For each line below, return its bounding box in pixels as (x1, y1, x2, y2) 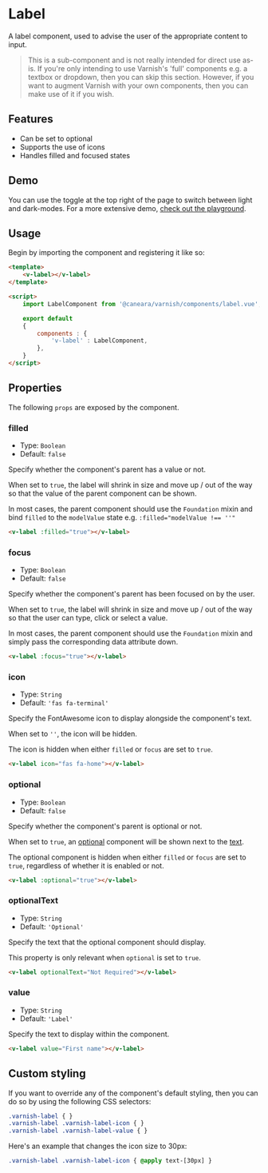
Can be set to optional (19, 134, 93, 143)
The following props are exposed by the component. (8, 402, 179, 412)
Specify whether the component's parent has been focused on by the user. (8, 589, 255, 599)
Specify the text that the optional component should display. (8, 937, 207, 947)
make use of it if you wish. (27, 89, 114, 98)
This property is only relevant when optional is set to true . (8, 952, 202, 962)
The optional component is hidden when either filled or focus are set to (8, 852, 246, 862)
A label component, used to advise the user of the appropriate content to (8, 31, 248, 41)
